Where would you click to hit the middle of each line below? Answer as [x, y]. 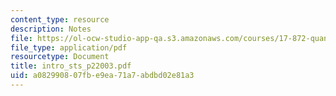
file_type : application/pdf [69, 47]
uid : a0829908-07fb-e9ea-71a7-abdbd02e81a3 [102, 76]
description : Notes [51, 29]
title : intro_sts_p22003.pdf [71, 66]
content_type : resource [60, 19]
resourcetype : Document [60, 57]
